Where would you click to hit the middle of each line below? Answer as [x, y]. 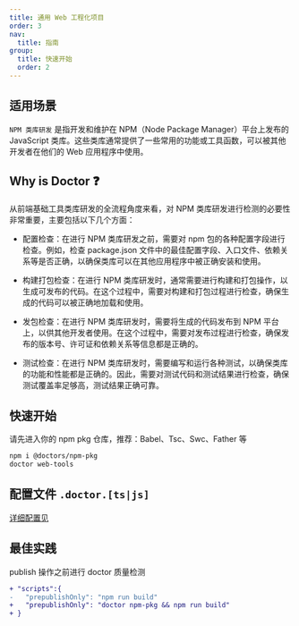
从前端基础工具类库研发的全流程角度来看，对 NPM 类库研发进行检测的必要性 [150, 208]
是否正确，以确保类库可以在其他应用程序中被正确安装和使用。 [152, 261]
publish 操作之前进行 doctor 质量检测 [77, 571]
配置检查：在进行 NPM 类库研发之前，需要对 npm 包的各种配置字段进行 [154, 239]
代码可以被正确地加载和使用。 [93, 302]
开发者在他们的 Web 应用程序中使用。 [79, 151]
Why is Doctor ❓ [55, 181]
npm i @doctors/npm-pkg [54, 456]
